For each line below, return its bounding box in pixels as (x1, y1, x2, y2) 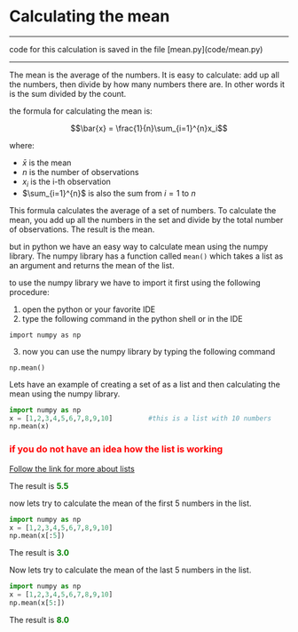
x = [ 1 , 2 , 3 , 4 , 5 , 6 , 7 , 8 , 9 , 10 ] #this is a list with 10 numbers (9, 413, 272, 423)
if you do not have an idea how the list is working (9, 443, 223, 455)
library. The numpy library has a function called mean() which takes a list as (9, 251, 284, 261)
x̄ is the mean (21, 157, 72, 168)
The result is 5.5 (9, 480, 69, 491)
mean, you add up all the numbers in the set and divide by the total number (9, 214, 284, 225)
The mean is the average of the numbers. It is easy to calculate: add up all (9, 69, 279, 80)
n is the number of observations (21, 166, 139, 177)
